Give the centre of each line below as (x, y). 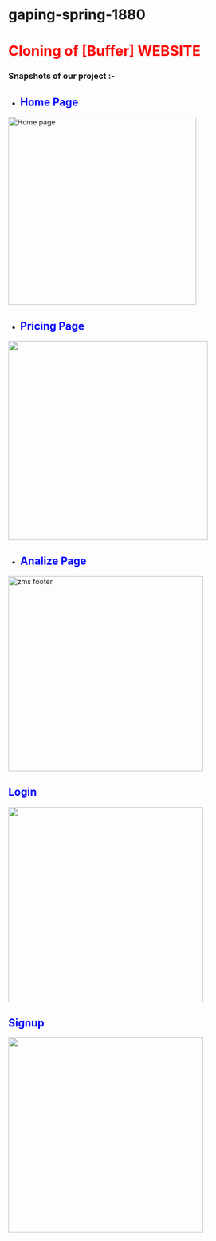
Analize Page (53, 561)
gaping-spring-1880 (77, 15)
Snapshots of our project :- (62, 76)
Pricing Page (52, 326)
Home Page (49, 102)
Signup (27, 1023)
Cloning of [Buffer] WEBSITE (104, 51)
